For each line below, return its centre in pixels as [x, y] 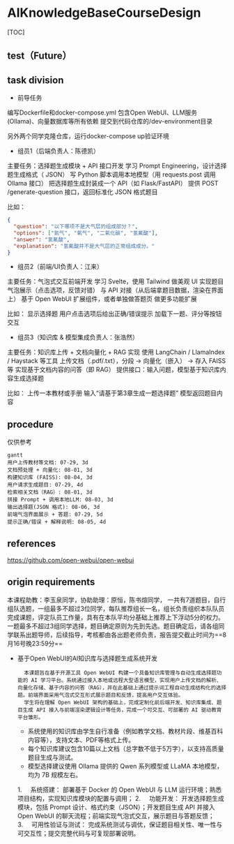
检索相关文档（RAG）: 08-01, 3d [50, 493]
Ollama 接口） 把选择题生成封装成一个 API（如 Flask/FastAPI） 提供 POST [113, 184]
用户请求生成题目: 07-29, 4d [45, 485]
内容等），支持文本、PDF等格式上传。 [81, 740]
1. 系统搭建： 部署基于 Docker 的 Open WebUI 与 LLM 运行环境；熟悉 [119, 790]
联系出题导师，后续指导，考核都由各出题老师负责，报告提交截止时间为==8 [120, 635]
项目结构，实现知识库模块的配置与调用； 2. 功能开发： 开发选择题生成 [120, 798]
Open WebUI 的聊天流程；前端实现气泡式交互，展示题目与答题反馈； [116, 815]
